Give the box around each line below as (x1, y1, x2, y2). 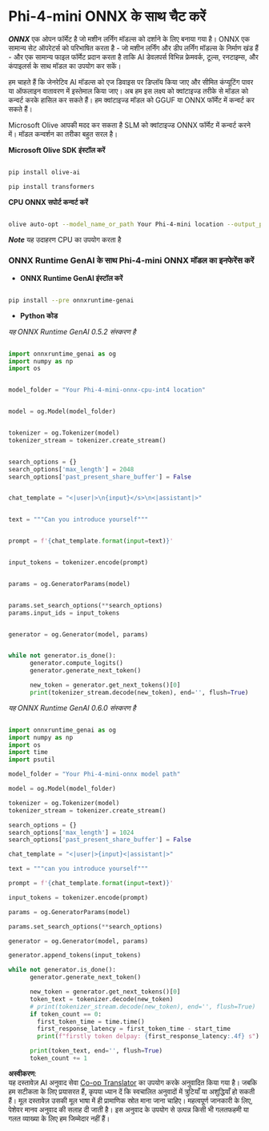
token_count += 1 (29, 1054, 88, 1063)
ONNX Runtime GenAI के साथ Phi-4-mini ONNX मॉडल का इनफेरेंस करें (8, 255, 255, 267)
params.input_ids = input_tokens (8, 608, 120, 617)
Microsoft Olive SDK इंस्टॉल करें (8, 145, 106, 154)
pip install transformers (8, 182, 94, 191)
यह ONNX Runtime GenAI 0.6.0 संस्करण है (8, 703, 136, 712)
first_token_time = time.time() (37, 1017, 146, 1025)
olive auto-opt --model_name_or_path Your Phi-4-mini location (8, 220, 224, 228)
